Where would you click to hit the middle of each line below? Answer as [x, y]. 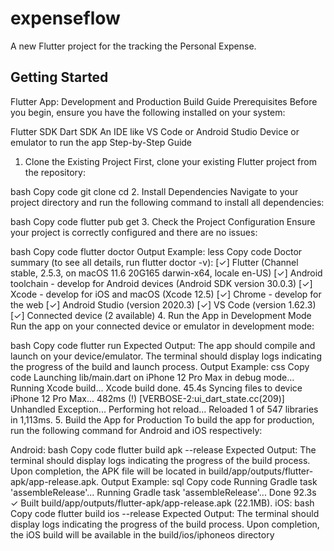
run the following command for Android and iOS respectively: [136, 430]
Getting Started [59, 77]
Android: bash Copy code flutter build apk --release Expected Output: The [163, 449]
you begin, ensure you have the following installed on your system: [148, 112]
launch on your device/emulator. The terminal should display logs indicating [166, 356]
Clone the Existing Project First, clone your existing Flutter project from [170, 161]
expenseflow [65, 18]
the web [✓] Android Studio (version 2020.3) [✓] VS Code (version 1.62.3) [163, 304]
